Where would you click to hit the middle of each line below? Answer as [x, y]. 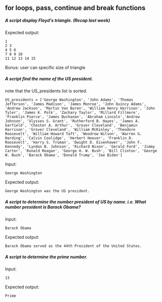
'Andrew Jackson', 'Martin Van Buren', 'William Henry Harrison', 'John [80, 108]
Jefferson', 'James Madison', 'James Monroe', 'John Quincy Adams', [76, 104]
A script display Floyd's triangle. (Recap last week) [58, 20]
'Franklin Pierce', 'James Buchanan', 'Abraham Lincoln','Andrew [72, 117]
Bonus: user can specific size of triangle [45, 68]
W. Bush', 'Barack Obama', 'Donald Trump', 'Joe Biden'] [64, 155]
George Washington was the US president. [48, 191]
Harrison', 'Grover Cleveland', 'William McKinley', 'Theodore [70, 130]
